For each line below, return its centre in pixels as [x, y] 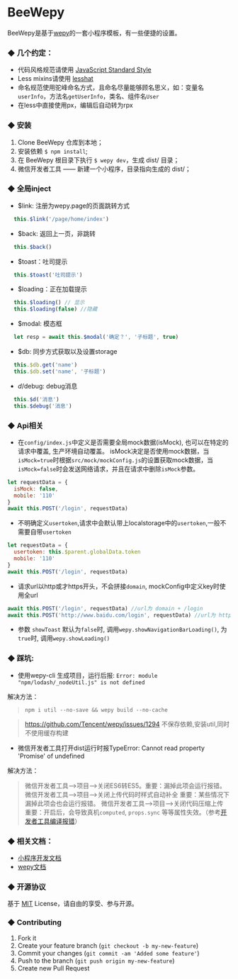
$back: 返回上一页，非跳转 [57, 233]
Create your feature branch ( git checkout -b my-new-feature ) [108, 945]
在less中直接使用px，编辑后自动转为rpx [75, 105]
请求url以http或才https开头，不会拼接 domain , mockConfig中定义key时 [118, 586]
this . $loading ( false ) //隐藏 [56, 309]
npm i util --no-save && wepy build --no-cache [96, 710]
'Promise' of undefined [51, 756]
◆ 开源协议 [27, 887]
